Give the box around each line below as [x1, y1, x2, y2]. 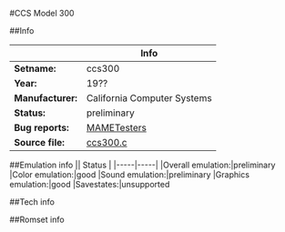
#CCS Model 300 [9, 8, 75, 18]
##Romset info [9, 214, 66, 225]
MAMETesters [86, 122, 148, 134]
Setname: [14, 63, 56, 75]
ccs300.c [86, 136, 127, 148]
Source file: [14, 136, 66, 148]
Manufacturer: [14, 92, 78, 104]
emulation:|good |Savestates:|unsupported [9, 179, 170, 189]
